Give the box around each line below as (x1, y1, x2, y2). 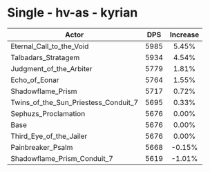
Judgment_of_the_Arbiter (10, 64, 93, 73)
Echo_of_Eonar (10, 75, 59, 84)
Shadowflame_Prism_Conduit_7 (10, 153, 114, 163)
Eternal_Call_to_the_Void (10, 41, 89, 51)
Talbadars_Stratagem (10, 52, 80, 62)
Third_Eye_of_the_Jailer (10, 131, 88, 141)
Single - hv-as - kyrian (7, 5, 138, 21)
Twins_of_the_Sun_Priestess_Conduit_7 (10, 97, 139, 107)
